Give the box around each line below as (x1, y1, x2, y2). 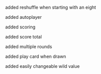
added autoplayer (5, 14, 42, 20)
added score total (5, 34, 42, 40)
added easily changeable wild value (5, 63, 80, 69)
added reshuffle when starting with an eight (5, 5, 96, 10)
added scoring (5, 24, 36, 30)
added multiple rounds (5, 44, 52, 50)
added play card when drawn (5, 53, 67, 59)
